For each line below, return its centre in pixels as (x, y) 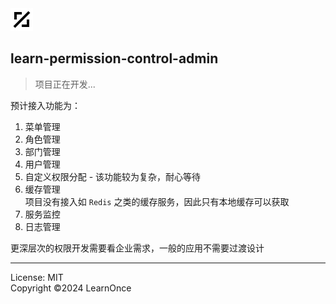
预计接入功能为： (45, 105)
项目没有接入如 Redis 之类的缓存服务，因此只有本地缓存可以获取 (157, 201)
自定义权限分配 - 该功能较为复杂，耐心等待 (113, 176)
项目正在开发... (65, 84)
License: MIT (37, 277)
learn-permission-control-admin (114, 58)
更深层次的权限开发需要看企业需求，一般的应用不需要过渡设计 (137, 248)
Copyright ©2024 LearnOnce (71, 288)
